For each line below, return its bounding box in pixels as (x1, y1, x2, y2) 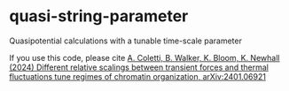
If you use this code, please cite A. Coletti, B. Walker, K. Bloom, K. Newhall (9, 52, 280, 63)
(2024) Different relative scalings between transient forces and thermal (9, 62, 269, 72)
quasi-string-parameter (9, 6, 189, 27)
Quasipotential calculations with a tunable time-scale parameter (9, 35, 242, 46)
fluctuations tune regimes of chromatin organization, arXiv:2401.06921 (9, 71, 266, 81)
